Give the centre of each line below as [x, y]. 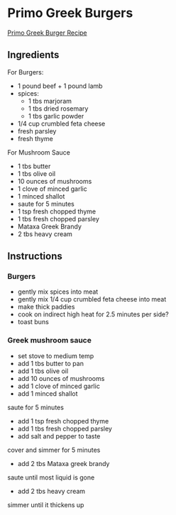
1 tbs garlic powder [56, 116]
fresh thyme [35, 138]
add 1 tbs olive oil [43, 371]
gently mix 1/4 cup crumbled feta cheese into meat [92, 299]
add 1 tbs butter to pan [50, 363]
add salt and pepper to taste [59, 436]
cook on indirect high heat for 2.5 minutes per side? [93, 314]
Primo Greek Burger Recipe [47, 33]
